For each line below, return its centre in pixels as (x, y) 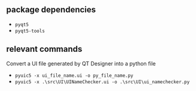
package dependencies (51, 10)
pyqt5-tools (30, 31)
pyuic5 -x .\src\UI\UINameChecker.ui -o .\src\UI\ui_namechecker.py (102, 82)
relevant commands (44, 49)
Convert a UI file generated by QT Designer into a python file (81, 63)
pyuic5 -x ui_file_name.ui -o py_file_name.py (74, 76)
